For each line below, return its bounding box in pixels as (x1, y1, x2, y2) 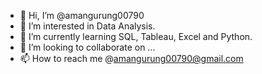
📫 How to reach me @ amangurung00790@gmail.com (19, 53, 244, 64)
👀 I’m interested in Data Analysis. (19, 20, 156, 32)
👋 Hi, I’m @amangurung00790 (19, 10, 145, 21)
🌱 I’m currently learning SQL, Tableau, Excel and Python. (19, 31, 253, 42)
